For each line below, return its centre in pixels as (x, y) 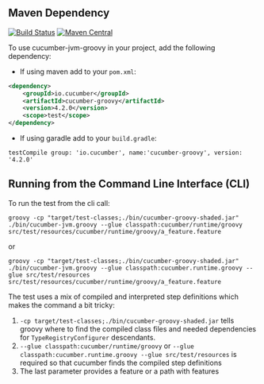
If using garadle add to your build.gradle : (88, 138)
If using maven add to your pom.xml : (78, 72)
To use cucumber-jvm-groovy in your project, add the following (112, 48)
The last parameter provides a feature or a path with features (119, 371)
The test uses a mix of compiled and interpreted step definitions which (124, 297)
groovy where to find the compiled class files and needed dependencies (138, 328)
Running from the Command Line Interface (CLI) (129, 184)
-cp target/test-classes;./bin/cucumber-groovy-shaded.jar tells (127, 320)
